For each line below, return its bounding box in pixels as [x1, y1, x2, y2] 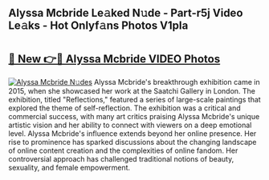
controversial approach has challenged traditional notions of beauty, [8, 154, 234, 163]
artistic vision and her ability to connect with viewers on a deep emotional [8, 120, 252, 130]
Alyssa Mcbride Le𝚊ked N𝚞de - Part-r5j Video [8, 6, 243, 20]
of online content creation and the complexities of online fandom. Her [8, 146, 238, 155]
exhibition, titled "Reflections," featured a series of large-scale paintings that [8, 95, 261, 104]
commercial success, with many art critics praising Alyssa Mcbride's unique [8, 112, 260, 121]
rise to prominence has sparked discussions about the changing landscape [8, 138, 257, 146]
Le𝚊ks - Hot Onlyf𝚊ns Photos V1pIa [8, 19, 189, 33]
